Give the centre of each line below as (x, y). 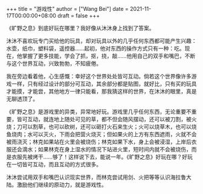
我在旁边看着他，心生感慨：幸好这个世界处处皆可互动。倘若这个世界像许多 (99, 76)
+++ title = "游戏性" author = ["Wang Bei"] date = (67, 9)
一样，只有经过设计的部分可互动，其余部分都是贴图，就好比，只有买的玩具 (104, 84)
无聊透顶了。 (22, 99)
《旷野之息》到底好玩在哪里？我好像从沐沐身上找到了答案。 (80, 28)
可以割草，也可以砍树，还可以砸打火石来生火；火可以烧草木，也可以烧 (109, 127)
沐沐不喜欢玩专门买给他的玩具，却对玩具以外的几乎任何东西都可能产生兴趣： (101, 41)
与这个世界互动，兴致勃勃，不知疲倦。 (54, 63)
